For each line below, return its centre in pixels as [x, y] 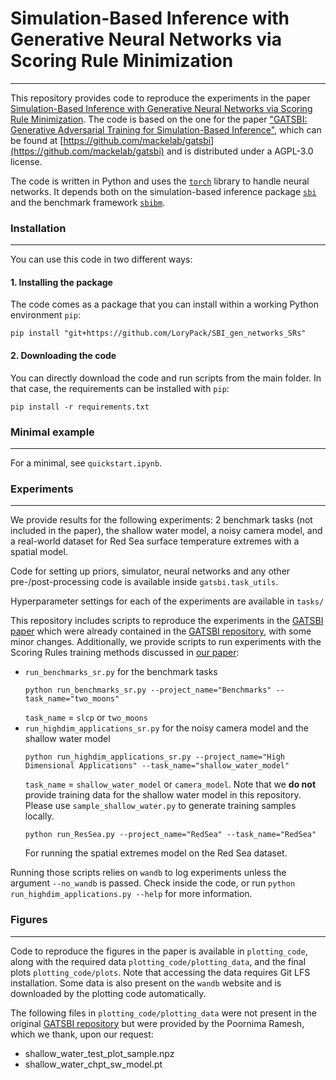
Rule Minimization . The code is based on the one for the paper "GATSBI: [159, 119]
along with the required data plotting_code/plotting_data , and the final [158, 961]
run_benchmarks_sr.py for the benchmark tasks [121, 672]
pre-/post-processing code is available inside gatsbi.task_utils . [144, 582]
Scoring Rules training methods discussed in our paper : [125, 653]
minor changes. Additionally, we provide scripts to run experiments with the [166, 642]
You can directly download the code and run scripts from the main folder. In [166, 378]
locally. [39, 816]
